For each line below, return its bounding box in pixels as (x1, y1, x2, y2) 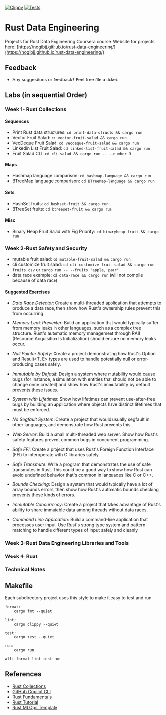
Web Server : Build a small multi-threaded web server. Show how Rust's (12, 431, 158, 437)
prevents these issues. (12, 387, 58, 393)
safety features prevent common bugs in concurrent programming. (12, 437, 149, 443)
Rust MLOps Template (12, 704, 58, 710)
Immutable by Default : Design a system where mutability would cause (12, 371, 155, 377)
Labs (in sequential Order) (5, 91, 88, 99)
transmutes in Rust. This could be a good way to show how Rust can (12, 467, 152, 473)
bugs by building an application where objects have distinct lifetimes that (12, 401, 162, 407)
